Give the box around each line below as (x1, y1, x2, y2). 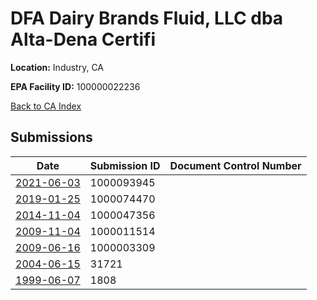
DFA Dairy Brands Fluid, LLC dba (10, 7, 284, 30)
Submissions (10, 129, 93, 146)
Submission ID (89, 158, 161, 172)
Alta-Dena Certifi (10, 28, 157, 51)
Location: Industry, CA (10, 61, 105, 73)
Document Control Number (169, 158, 302, 172)
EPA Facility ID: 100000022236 (10, 80, 141, 92)
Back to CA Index (10, 100, 82, 112)
